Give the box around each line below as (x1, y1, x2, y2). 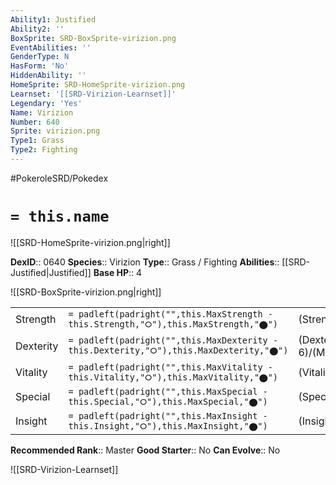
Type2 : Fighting (10, 145, 78, 155)
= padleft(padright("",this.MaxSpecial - (68, 386, 268, 397)
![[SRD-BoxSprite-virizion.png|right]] (10, 286, 162, 298)
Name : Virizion (10, 107, 74, 118)
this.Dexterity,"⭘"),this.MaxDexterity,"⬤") (68, 345, 289, 356)
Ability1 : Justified (10, 14, 97, 25)
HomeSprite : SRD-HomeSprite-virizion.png (10, 80, 186, 90)
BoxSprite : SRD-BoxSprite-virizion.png (10, 33, 177, 43)
